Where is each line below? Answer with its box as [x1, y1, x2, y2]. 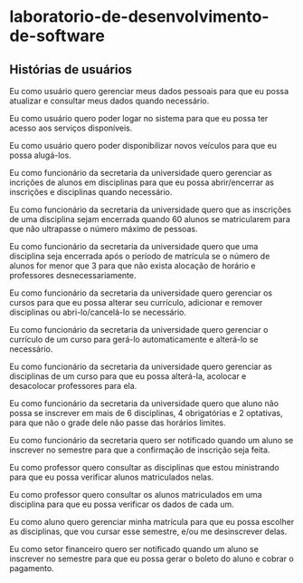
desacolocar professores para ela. [9, 381, 137, 391]
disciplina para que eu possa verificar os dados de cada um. [9, 499, 235, 510]
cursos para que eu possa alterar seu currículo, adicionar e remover [9, 297, 263, 307]
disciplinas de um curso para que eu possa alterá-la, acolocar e [9, 371, 247, 382]
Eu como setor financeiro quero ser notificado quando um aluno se [9, 544, 260, 554]
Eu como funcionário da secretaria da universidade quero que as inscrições [9, 204, 292, 215]
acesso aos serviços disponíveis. [9, 122, 133, 133]
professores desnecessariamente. [9, 270, 137, 280]
